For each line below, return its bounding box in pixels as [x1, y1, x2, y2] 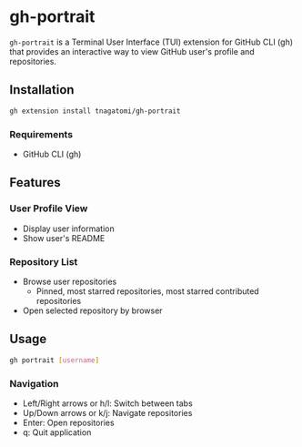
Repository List [9, 255, 78, 268]
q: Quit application [22, 426, 92, 438]
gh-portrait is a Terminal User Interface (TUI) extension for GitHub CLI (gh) [9, 36, 294, 47]
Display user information [22, 223, 116, 234]
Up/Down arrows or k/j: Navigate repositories [22, 407, 193, 418]
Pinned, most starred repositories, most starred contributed [35, 285, 259, 297]
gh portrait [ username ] [9, 355, 100, 365]
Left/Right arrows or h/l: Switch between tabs [22, 398, 193, 409]
